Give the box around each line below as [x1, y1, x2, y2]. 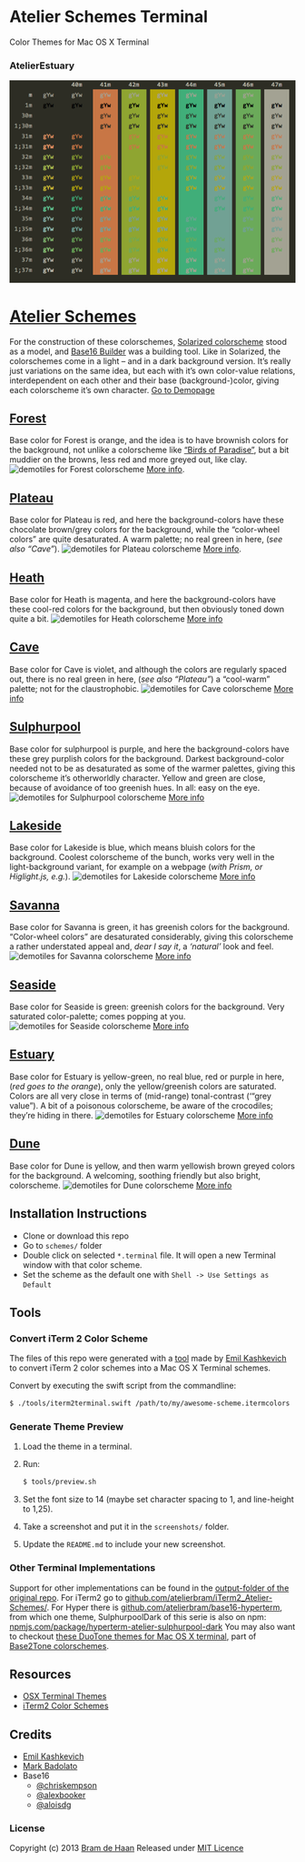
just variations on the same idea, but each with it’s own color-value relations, [9, 365, 296, 376]
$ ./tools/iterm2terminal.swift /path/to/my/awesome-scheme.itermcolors [9, 1399, 290, 1408]
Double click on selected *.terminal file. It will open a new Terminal [22, 1250, 277, 1260]
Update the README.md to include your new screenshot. [22, 1539, 226, 1550]
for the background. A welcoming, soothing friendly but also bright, [9, 1169, 261, 1180]
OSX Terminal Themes [22, 1691, 107, 1702]
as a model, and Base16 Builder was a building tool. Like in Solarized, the [9, 346, 281, 357]
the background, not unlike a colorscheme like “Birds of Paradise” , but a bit [9, 444, 290, 456]
